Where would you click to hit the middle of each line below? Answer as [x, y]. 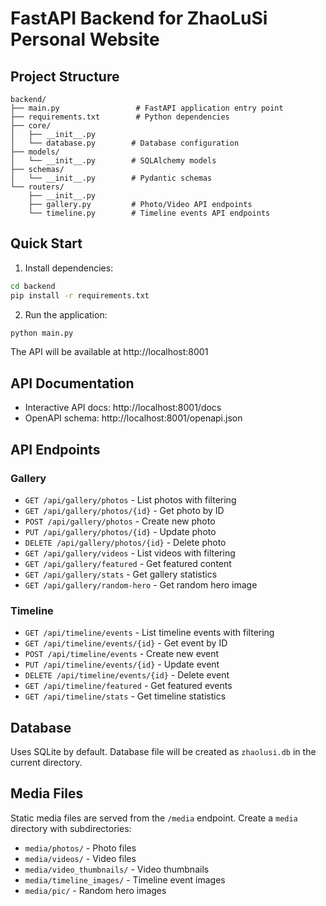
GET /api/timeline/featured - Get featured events [128, 686]
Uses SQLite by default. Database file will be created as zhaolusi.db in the [163, 752]
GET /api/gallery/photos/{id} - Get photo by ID [124, 510]
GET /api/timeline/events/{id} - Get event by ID [126, 643]
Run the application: [66, 314]
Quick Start [46, 243]
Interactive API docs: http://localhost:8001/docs [123, 408]
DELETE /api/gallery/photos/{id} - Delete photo [125, 542]
